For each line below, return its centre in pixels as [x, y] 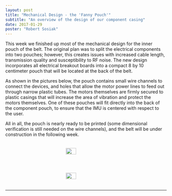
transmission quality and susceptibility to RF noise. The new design [76, 60]
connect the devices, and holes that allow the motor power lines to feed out [85, 86]
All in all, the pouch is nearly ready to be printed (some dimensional [76, 124]
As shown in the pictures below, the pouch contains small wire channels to [84, 81]
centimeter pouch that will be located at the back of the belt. [69, 71]
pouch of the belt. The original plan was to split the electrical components [83, 49]
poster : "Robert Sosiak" [32, 29]
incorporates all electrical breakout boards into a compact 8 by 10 [75, 66]
